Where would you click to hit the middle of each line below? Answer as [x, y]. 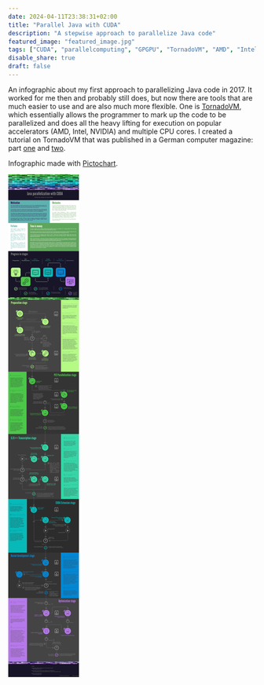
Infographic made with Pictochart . [63, 163]
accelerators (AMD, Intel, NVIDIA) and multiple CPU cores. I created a [121, 131]
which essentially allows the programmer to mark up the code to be [117, 115]
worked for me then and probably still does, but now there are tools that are [130, 97]
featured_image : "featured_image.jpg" [71, 42]
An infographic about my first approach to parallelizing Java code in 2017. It [130, 90]
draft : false [29, 67]
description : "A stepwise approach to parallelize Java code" [112, 33]
